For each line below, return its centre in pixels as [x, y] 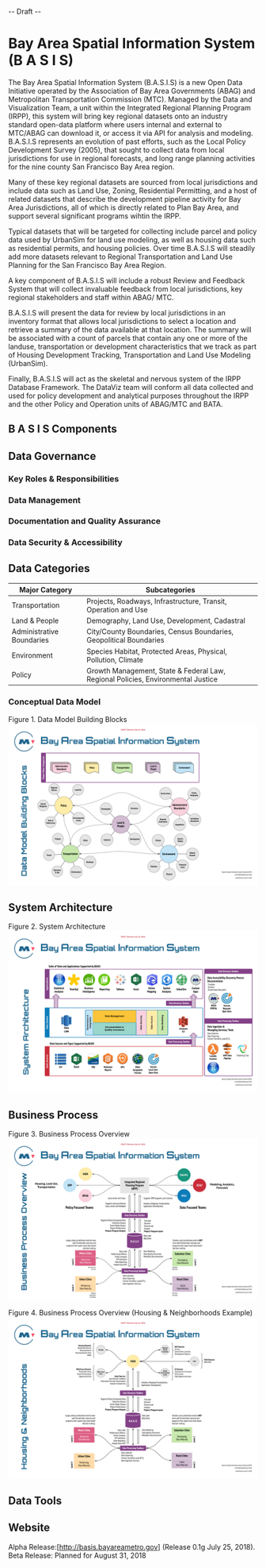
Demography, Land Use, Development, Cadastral [166, 621]
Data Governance [52, 456]
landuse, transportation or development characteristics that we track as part [133, 346]
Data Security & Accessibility [65, 543]
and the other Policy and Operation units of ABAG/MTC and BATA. [116, 404]
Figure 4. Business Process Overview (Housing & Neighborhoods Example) [131, 1312]
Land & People [35, 621]
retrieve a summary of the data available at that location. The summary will [130, 330]
